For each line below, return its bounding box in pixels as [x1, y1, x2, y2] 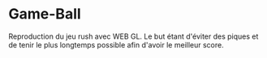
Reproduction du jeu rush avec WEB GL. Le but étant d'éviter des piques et [8, 31, 259, 41]
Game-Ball [8, 5, 81, 23]
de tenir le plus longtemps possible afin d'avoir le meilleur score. [8, 39, 225, 49]
